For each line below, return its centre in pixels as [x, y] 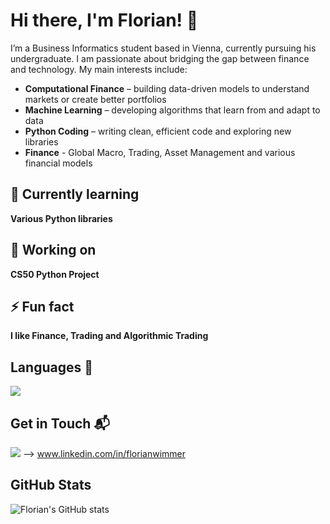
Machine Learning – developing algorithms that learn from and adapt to [172, 110]
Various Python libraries [61, 218]
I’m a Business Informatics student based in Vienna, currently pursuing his [163, 48]
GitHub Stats [51, 485]
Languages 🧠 [51, 367]
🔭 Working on [53, 250]
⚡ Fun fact [42, 306]
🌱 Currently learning [75, 194]
